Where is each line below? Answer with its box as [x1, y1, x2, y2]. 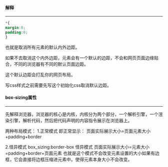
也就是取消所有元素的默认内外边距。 [5, 44, 80, 50]
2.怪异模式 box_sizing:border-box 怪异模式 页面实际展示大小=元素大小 [5, 144, 150, 150]
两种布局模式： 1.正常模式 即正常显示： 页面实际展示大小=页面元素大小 [5, 128, 151, 134]
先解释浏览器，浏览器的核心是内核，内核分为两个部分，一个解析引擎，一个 [5, 111, 158, 117]
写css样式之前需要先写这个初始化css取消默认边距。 [5, 82, 111, 88]
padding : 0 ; [5, 30, 28, 35]
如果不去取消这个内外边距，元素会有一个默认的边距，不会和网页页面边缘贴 [5, 55, 158, 61]
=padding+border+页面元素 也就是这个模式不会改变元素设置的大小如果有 [5, 150, 155, 156]
